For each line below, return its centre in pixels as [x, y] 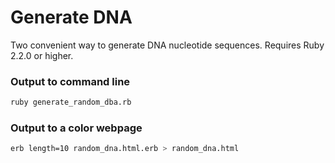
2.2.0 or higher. [42, 55]
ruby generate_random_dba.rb [71, 102]
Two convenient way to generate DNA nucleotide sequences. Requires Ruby [167, 45]
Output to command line [70, 81]
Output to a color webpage [76, 128]
